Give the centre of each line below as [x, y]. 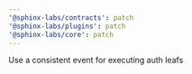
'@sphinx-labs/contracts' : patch [71, 18]
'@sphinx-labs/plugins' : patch [67, 26]
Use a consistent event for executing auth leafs [96, 60]
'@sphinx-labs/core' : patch [61, 34]
